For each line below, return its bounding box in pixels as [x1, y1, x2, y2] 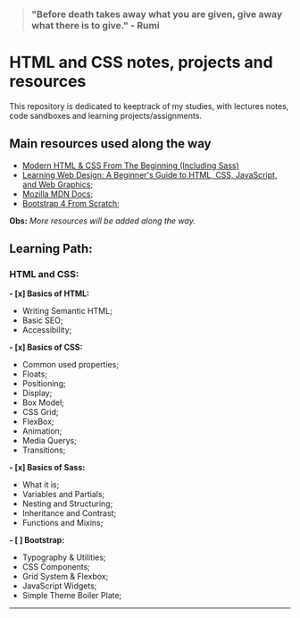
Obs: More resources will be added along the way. [9, 215, 196, 226]
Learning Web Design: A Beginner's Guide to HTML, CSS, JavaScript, [21, 169, 278, 180]
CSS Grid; [21, 407, 59, 418]
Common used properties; [21, 360, 119, 370]
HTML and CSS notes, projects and [9, 53, 274, 72]
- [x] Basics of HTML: [9, 288, 90, 299]
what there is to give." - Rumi [30, 19, 160, 31]
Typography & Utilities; [21, 552, 106, 563]
